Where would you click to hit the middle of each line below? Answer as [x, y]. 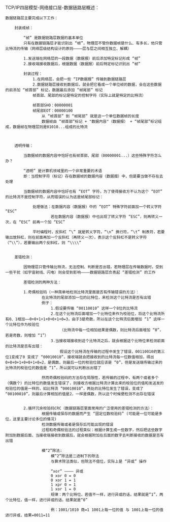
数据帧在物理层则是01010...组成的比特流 [50, 127]
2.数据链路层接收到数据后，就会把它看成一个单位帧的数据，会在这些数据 [97, 85]
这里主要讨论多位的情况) [35, 419]
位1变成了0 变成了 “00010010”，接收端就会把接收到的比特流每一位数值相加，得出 [80, 357]
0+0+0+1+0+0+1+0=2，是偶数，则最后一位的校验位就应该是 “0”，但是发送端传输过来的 [84, 363]
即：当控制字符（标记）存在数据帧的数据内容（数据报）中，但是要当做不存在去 [93, 176]
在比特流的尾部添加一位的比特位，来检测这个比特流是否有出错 [96, 297]
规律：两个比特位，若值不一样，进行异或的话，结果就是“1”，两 [107, 494]
